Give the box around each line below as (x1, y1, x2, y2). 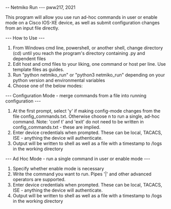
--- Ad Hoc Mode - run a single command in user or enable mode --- (5, 155, 151, 162)
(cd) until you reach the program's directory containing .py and (12, 50, 145, 56)
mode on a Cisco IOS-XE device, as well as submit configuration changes (5, 20, 160, 25)
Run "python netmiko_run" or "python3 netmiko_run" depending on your (12, 72, 165, 78)
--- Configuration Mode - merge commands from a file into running (5, 93, 146, 98)
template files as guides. (12, 66, 65, 72)
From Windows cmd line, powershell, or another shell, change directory (12, 45, 163, 50)
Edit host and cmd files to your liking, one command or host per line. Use (12, 61, 166, 67)
